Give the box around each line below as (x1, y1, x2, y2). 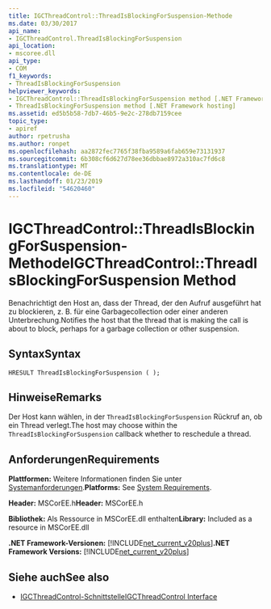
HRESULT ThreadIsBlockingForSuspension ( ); (8, 369, 161, 377)
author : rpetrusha (8, 132, 70, 140)
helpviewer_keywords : (8, 87, 81, 95)
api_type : (8, 57, 42, 66)
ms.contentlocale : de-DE (8, 170, 92, 178)
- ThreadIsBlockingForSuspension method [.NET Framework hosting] (8, 102, 236, 110)
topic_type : (8, 117, 48, 125)
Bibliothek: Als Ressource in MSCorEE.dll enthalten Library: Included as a (8, 514, 252, 524)
